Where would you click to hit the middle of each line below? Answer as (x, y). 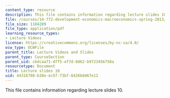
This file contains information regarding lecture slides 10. (64, 90)
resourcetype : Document (30, 66)
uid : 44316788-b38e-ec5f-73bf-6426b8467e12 (52, 76)
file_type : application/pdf (35, 29)
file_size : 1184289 (26, 24)
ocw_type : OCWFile (25, 47)
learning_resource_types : (32, 33)
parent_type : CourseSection (35, 57)
